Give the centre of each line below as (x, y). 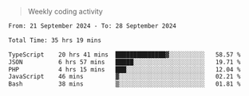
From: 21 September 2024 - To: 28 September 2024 (93, 26)
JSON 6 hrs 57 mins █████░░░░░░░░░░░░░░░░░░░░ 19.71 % (125, 62)
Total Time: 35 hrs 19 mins (55, 40)
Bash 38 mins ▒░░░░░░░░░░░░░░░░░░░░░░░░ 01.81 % (125, 84)
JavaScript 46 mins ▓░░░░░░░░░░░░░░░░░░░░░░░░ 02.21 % (125, 77)
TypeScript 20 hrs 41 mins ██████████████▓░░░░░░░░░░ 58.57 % (125, 55)
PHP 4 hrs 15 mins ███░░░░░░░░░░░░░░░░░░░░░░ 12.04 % (125, 69)
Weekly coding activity (65, 12)
